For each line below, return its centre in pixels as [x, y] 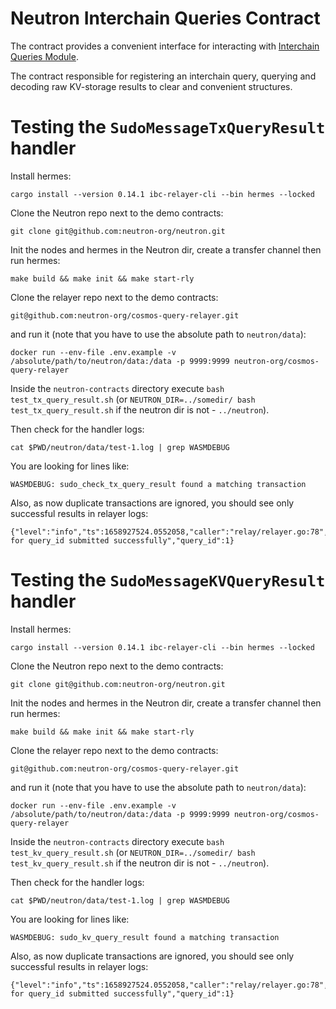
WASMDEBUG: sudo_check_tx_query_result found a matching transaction [158, 484]
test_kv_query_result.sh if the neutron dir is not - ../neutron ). [140, 863]
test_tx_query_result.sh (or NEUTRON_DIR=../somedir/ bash [133, 399]
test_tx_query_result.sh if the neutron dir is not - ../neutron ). [140, 409]
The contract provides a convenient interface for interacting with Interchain [165, 46]
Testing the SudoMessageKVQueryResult [168, 580]
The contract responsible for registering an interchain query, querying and [163, 76]
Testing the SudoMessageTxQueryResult [168, 127]
